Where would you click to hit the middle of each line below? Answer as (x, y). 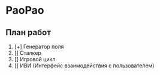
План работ (28, 32)
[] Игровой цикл (35, 59)
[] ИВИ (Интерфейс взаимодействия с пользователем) (84, 65)
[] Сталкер (28, 53)
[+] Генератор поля (39, 46)
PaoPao (25, 10)
